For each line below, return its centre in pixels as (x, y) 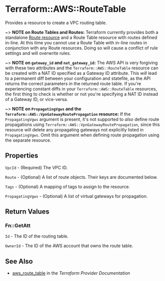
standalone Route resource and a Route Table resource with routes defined (81, 37)
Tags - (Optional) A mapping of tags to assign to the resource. (68, 187)
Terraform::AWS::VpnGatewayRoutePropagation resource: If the (68, 114)
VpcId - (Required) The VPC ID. (36, 167)
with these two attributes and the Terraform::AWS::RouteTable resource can (82, 68)
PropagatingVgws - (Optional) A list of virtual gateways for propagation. (76, 196)
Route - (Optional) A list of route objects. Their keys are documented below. (82, 177)
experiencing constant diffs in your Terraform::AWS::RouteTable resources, (81, 89)
